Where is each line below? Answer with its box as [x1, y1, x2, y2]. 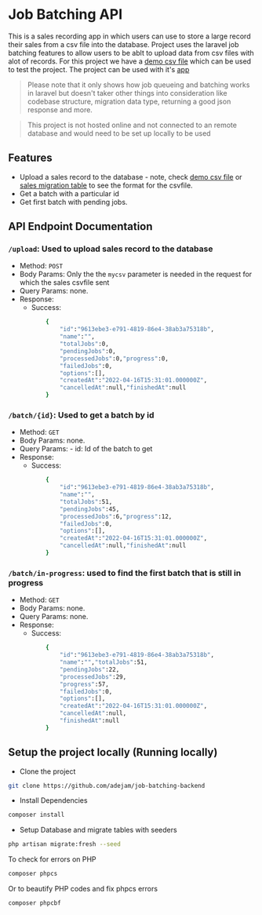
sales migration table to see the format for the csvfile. [19, 180, 194, 190]
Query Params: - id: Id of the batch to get [19, 444, 153, 454]
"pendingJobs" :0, [59, 347, 116, 355]
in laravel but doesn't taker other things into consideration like [27, 88, 227, 97]
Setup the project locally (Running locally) [8, 745, 218, 759]
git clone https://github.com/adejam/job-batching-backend [8, 782, 206, 789]
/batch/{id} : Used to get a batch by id [8, 410, 155, 421]
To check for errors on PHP [8, 855, 96, 864]
